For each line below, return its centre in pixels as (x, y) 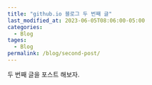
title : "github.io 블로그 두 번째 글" (60, 14)
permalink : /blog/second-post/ (54, 54)
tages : (17, 40)
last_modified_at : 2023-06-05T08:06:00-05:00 (76, 21)
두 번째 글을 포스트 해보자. (44, 74)
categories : (25, 27)
